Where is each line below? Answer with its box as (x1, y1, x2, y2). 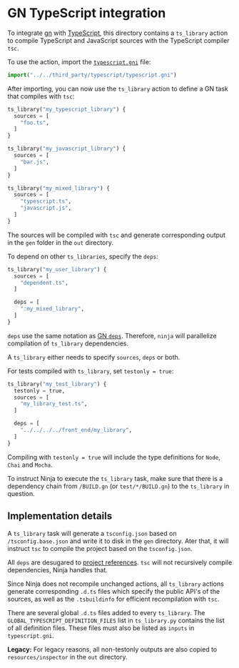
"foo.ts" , (20, 119, 50, 126)
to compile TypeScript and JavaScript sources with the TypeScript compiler (7, 36, 230, 44)
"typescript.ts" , (20, 198, 72, 205)
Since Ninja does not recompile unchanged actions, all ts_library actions (7, 580, 225, 588)
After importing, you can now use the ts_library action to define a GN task (7, 84, 228, 93)
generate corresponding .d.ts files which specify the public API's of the (7, 587, 220, 595)
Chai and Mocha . (7, 460, 54, 469)
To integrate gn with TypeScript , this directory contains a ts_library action (7, 29, 228, 37)
